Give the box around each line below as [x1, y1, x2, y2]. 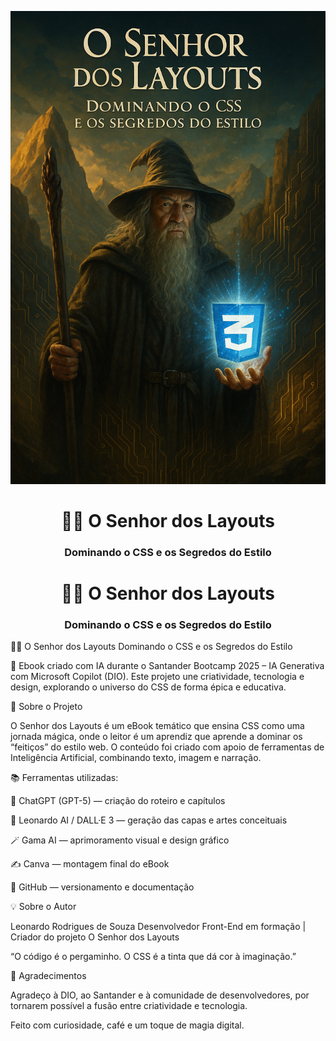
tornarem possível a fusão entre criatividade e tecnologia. [10, 1000, 248, 1012]
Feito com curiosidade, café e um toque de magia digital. [10, 1019, 245, 1031]
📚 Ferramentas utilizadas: [10, 772, 119, 784]
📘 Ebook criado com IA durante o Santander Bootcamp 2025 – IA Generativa [10, 660, 325, 672]
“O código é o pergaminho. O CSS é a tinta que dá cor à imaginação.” [10, 951, 297, 963]
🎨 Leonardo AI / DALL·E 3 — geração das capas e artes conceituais [10, 814, 288, 826]
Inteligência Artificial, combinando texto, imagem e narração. [10, 752, 262, 764]
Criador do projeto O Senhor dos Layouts [10, 931, 180, 943]
